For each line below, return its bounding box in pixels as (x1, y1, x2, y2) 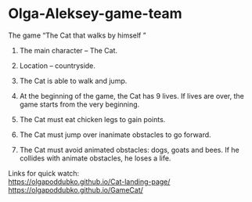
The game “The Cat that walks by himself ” (8, 31, 146, 40)
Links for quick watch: (8, 168, 80, 178)
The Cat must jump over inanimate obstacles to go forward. (19, 130, 211, 139)
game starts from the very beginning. (19, 99, 140, 109)
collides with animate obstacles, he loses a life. (19, 153, 171, 163)
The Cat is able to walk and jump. (19, 76, 128, 85)
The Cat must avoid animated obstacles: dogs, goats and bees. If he (19, 145, 240, 154)
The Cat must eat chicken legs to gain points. (19, 114, 166, 124)
